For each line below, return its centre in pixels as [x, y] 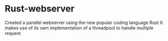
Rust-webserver [40, 9]
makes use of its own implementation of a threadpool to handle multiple [79, 27]
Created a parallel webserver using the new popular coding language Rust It [84, 22]
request [13, 33]
